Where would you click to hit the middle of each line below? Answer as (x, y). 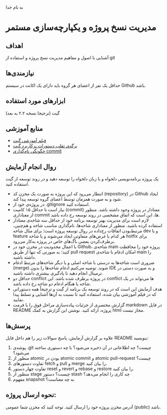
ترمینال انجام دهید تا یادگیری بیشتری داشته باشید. (58, 273)
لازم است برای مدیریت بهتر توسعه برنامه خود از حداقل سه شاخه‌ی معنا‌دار (81, 220)
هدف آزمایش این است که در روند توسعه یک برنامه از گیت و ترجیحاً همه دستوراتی (87, 289)
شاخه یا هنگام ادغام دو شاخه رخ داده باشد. (52, 284)
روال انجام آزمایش (31, 167)
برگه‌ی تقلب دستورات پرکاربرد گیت (45, 146)
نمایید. (18, 300)
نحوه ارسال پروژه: (31, 395)
